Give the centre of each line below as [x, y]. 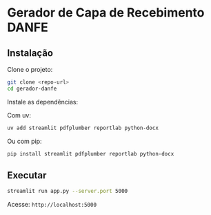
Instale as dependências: [43, 102]
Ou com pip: [25, 141]
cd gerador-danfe [32, 88]
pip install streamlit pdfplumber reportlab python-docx [91, 153]
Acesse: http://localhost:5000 [52, 205]
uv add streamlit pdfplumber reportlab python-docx [83, 128]
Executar [27, 175]
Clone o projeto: [30, 69]
